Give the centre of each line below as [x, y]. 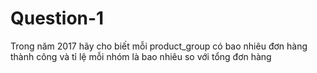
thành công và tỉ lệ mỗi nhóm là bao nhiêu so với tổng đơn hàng [141, 56]
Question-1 [57, 18]
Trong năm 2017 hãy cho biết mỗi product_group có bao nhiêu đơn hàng [159, 46]
